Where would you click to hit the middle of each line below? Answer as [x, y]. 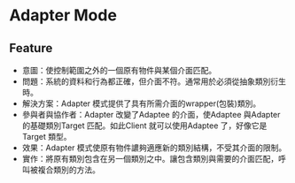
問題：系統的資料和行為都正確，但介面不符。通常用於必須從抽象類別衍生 [154, 81]
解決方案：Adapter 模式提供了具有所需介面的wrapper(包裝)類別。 [141, 103]
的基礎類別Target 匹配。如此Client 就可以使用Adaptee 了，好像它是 [144, 126]
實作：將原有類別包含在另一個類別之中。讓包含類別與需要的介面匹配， [150, 159]
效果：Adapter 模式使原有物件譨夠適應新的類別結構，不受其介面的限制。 [154, 148]
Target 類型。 [47, 137]
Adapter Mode [63, 15]
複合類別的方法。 [69, 170]
